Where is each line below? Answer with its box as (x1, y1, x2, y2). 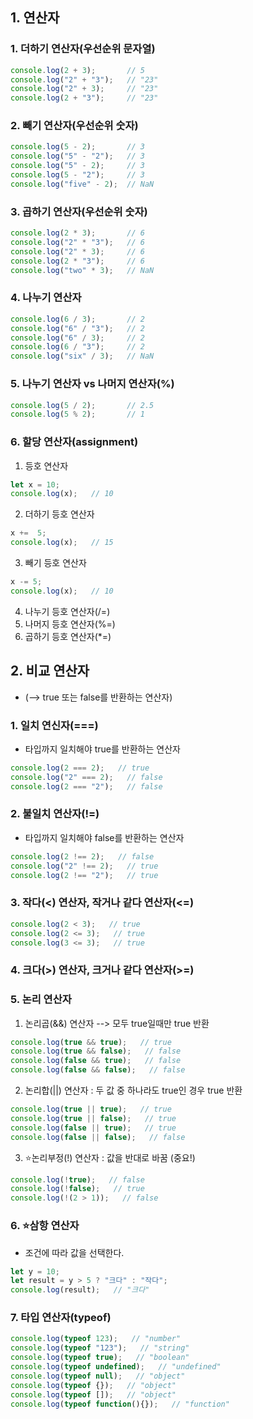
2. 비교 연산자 (10, 663, 90, 680)
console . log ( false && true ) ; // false (10, 1056, 182, 1066)
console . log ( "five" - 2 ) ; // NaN (10, 179, 155, 189)
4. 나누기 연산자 (10, 291, 82, 305)
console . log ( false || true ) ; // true (10, 1123, 177, 1133)
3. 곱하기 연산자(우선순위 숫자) (10, 204, 148, 218)
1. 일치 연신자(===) (10, 718, 99, 732)
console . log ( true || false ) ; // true (10, 1113, 177, 1123)
